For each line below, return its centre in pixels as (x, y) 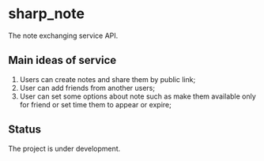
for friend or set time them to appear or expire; (95, 104)
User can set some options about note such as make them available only (138, 96)
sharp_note (47, 14)
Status (25, 130)
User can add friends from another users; (87, 88)
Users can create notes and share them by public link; (107, 79)
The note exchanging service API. (63, 36)
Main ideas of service (62, 60)
